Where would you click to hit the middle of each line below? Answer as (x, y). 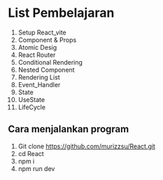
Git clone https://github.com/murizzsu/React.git (87, 146)
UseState (31, 99)
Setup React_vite (42, 32)
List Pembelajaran (61, 13)
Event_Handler (39, 84)
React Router (37, 55)
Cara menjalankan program (69, 129)
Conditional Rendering (50, 62)
